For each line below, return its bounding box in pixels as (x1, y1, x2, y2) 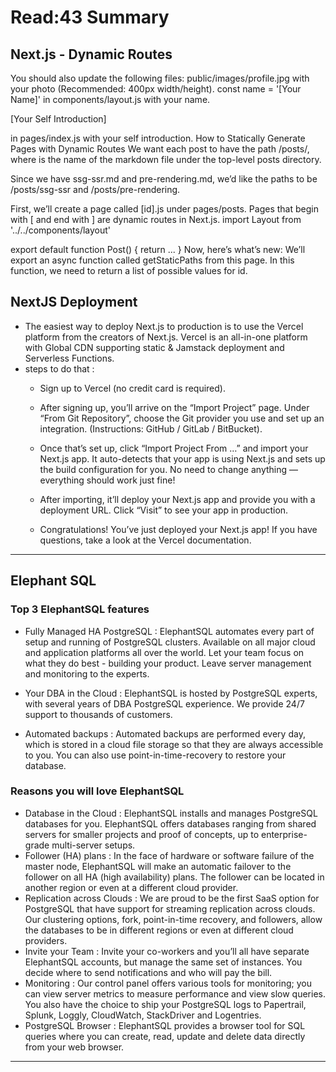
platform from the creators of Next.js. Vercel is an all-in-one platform (24, 331, 308, 343)
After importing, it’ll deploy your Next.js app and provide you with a (39, 493, 316, 505)
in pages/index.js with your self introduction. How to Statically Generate (10, 132, 306, 144)
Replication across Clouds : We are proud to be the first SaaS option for (24, 892, 320, 904)
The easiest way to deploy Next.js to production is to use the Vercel (24, 320, 304, 332)
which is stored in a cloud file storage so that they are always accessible (24, 738, 324, 750)
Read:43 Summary (10, 6, 170, 29)
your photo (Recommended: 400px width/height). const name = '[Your (10, 83, 302, 95)
